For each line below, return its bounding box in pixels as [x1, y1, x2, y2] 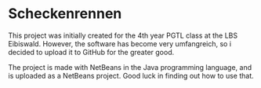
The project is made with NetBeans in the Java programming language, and [8, 62, 252, 71]
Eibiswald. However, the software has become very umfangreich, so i [8, 38, 232, 48]
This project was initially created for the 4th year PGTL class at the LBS [8, 31, 237, 40]
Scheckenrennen [8, 5, 122, 23]
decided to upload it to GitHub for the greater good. [8, 47, 175, 57]
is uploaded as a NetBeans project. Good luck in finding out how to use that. [8, 71, 255, 80]
